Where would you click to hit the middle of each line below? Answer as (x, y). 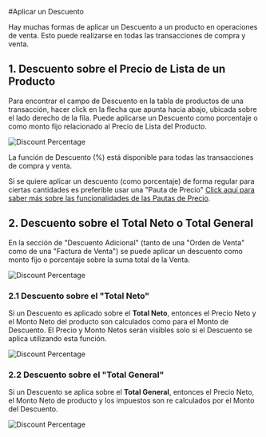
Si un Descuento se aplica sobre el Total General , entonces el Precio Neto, (131, 392)
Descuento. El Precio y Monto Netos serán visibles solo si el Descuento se (131, 330)
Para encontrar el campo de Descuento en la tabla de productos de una (126, 101)
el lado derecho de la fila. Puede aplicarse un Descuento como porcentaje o (133, 117)
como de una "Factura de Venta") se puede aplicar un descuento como (126, 251)
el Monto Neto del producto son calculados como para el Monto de (119, 321)
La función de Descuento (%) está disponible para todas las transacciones (131, 157)
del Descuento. (33, 409)
